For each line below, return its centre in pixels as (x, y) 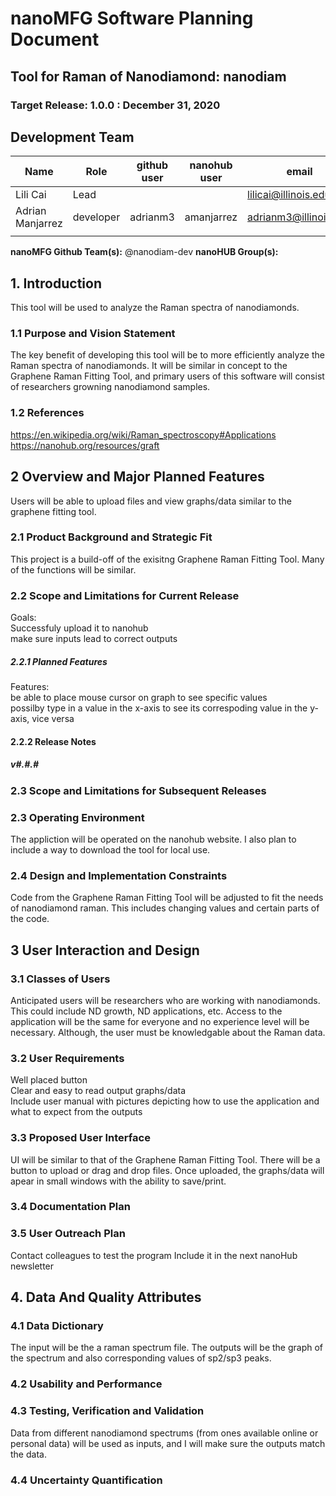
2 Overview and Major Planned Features (137, 477)
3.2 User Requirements (67, 1058)
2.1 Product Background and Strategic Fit (111, 537)
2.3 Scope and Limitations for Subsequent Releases (138, 790)
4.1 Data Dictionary (57, 1326)
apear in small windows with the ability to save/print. (118, 1181)
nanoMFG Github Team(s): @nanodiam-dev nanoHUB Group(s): (144, 252)
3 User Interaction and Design (105, 950)
